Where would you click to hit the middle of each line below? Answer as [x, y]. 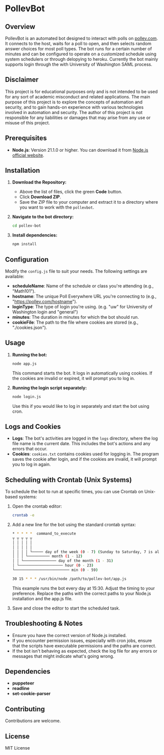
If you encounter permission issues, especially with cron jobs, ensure [82, 640]
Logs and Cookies [33, 426]
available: [15, 276]
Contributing [25, 709]
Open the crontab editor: [37, 506]
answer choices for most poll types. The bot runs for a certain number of [79, 49]
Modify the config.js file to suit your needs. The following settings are [76, 271]
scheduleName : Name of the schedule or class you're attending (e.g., [83, 286]
